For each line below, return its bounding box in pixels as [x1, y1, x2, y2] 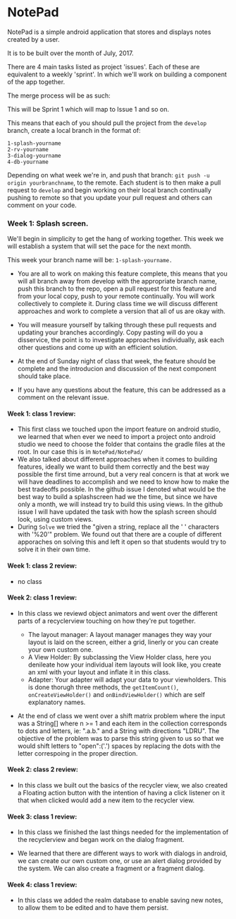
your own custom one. [27, 645, 94, 654]
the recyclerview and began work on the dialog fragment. [17, 836, 185, 844]
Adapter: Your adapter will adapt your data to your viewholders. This [27, 675, 227, 684]
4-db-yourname [7, 158, 49, 165]
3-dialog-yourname [7, 152, 61, 159]
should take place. [17, 372, 72, 380]
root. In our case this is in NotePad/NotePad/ [17, 447, 143, 456]
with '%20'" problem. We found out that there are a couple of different [17, 530, 222, 539]
